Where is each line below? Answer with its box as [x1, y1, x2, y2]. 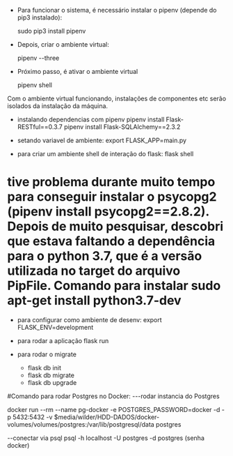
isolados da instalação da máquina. [7, 102, 109, 110]
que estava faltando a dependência [7, 234, 216, 250]
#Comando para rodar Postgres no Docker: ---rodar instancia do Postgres [7, 392, 220, 400]
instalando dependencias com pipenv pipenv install [17, 115, 165, 123]
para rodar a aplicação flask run [17, 336, 109, 344]
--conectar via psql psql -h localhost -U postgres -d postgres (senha [7, 434, 205, 442]
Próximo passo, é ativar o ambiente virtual [17, 68, 138, 75]
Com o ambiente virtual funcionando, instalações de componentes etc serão [7, 94, 227, 102]
